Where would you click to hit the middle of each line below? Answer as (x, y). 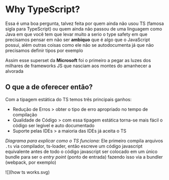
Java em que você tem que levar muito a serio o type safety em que (76, 34)
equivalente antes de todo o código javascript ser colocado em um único (81, 152)
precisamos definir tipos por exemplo (44, 50)
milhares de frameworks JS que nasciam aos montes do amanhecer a (78, 66)
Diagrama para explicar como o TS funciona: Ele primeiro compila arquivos (84, 140)
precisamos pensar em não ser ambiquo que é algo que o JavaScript (78, 40)
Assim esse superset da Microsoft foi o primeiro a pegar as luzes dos (78, 60)
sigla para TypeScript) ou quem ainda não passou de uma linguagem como (84, 28)
